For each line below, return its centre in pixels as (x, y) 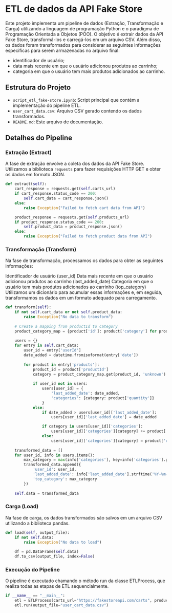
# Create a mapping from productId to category (66, 326)
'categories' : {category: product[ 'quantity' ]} (103, 398)
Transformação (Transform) (41, 249)
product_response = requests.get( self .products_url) (72, 217)
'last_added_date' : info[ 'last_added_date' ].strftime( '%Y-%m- (100, 474)
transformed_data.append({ (52, 465)
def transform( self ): (28, 307)
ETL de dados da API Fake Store (74, 9)
